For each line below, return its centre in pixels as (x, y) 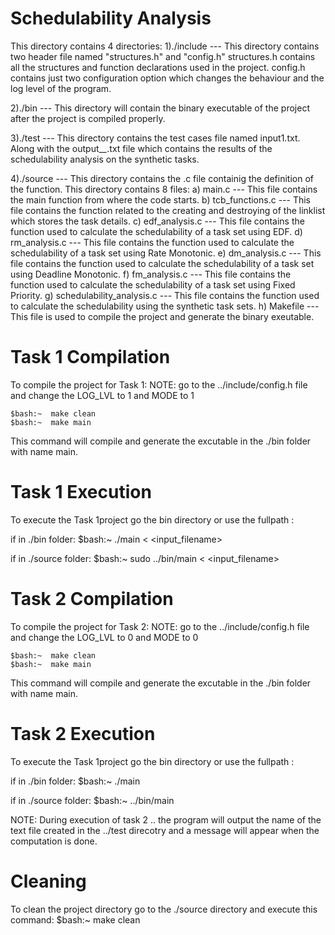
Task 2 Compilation (92, 599)
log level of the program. (61, 88)
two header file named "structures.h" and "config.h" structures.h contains (163, 56)
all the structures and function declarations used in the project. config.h (158, 67)
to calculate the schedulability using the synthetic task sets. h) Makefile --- (165, 306)
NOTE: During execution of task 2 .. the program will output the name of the (166, 819)
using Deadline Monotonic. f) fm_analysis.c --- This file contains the (151, 274)
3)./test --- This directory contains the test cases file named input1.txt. (155, 138)
